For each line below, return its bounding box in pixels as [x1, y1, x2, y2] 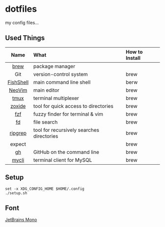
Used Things [5, 34, 45, 42]
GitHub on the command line [33, 149, 100, 155]
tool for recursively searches [33, 126, 100, 133]
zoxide [10, 102, 26, 109]
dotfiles [5, 3, 37, 15]
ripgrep [9, 129, 27, 136]
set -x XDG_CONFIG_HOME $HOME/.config [5, 186, 84, 191]
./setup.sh [5, 190, 27, 196]
